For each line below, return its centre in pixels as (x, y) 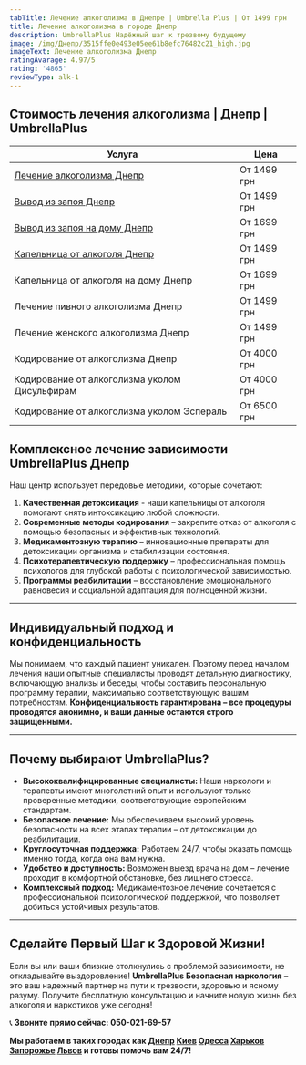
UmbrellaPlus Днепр (70, 463)
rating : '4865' (38, 69)
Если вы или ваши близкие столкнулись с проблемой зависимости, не (147, 966)
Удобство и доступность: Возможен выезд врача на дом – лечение (156, 868)
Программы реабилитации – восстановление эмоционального (147, 581)
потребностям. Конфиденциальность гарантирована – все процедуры (150, 702)
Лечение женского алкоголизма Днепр (102, 332)
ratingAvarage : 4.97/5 (52, 60)
